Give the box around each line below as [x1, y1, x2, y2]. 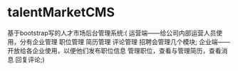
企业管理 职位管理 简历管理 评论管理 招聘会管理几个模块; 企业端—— [31, 37, 230, 46]
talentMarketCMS [7, 4, 115, 21]
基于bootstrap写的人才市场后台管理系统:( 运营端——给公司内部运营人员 [7, 28, 217, 37]
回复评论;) [15, 55, 45, 64]
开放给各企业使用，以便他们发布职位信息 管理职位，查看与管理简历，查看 [7, 46, 222, 55]
